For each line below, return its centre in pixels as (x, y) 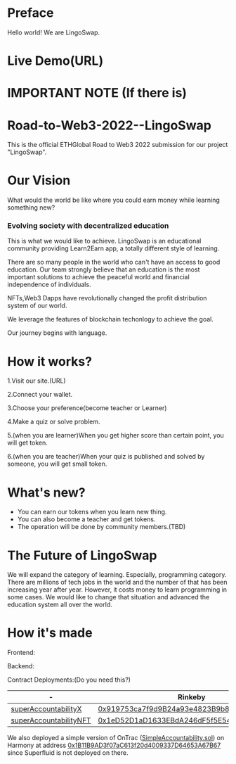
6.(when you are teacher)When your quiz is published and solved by (106, 457)
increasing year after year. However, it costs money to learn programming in (117, 590)
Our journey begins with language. (57, 333)
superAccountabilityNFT (51, 720)
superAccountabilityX (46, 709)
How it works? (50, 361)
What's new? (46, 492)
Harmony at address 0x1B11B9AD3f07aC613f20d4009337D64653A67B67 (114, 745)
